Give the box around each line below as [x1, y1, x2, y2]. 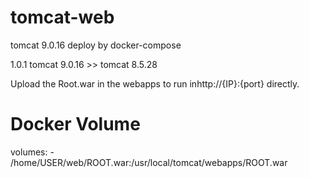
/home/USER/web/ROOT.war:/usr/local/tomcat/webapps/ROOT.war [10, 156, 288, 168]
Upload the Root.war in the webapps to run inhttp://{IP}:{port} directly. [10, 77, 300, 90]
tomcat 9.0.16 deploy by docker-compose [10, 39, 182, 51]
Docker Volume [10, 113, 141, 136]
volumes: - [10, 146, 55, 158]
